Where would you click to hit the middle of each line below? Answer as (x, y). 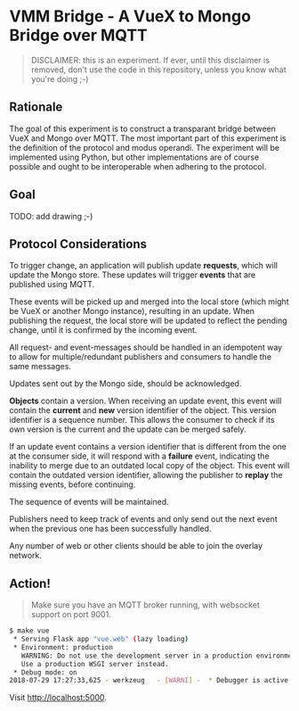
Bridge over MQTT (79, 35)
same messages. (40, 367)
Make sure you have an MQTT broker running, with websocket (145, 605)
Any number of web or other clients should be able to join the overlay (136, 546)
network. (26, 556)
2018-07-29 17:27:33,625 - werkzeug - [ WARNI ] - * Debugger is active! (151, 681)
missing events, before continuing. (73, 484)
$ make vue (29, 631)
